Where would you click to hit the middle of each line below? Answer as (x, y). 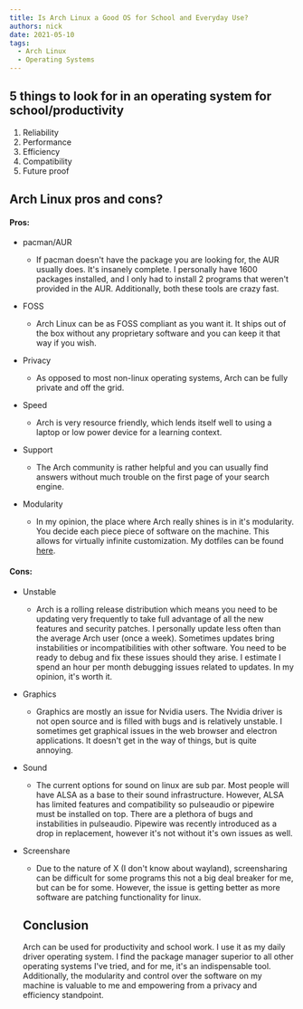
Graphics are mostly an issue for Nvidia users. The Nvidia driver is (159, 711)
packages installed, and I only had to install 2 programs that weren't (162, 279)
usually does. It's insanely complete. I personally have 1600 (147, 270)
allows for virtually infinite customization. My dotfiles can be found (160, 541)
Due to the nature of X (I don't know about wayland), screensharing (161, 868)
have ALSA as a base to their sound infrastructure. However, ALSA (160, 795)
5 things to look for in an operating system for (141, 96)
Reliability (40, 132)
